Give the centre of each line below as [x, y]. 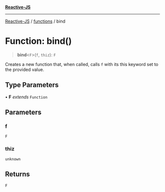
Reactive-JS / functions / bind [35, 21]
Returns [18, 174]
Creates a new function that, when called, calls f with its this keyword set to [82, 64]
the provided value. [25, 69]
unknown [13, 159]
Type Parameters [32, 85]
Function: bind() [39, 41]
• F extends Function [26, 97]
